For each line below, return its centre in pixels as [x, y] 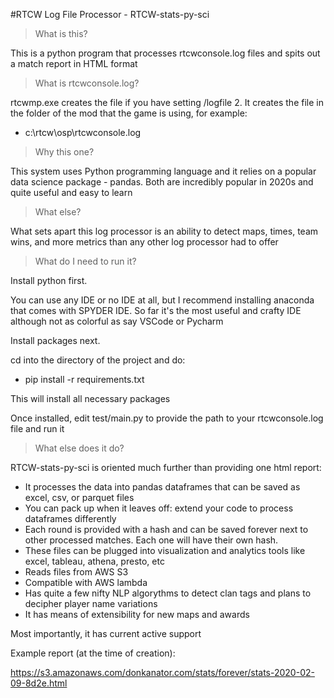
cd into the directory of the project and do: [98, 360]
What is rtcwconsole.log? [87, 83]
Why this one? [64, 152]
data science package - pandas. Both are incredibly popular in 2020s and [162, 182]
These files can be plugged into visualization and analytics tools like [165, 550]
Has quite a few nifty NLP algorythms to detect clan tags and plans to [168, 593]
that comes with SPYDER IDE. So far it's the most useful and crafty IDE [156, 310]
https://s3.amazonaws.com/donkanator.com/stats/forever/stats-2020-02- [162, 672]
